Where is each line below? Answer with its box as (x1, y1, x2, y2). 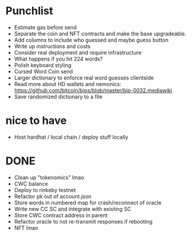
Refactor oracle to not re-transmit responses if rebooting (14, 218, 153, 225)
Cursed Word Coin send (14, 68, 73, 75)
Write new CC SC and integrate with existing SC (14, 205, 132, 212)
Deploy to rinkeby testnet (14, 186, 76, 193)
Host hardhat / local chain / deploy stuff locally (14, 133, 129, 141)
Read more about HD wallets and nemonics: (14, 80, 121, 87)
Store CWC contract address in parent (14, 212, 108, 219)
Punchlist (5, 4, 54, 18)
